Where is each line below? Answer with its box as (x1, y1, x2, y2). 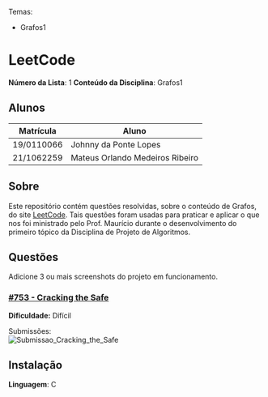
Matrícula (19, 125, 57, 136)
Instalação (8, 358, 63, 372)
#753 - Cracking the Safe (8, 292, 109, 303)
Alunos (8, 101, 46, 115)
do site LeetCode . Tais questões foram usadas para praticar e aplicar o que (8, 210, 260, 220)
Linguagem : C (8, 380, 57, 390)
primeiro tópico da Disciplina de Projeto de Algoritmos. (8, 227, 191, 237)
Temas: (8, 7, 33, 16)
